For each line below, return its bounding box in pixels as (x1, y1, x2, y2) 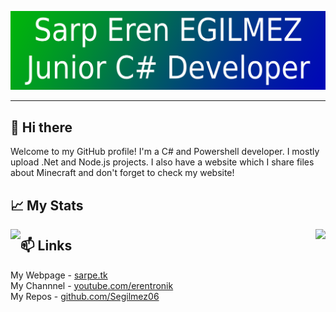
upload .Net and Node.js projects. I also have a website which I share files (10, 156, 315, 168)
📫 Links (20, 237, 73, 255)
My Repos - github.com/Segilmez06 (10, 290, 160, 302)
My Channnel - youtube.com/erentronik (10, 279, 174, 291)
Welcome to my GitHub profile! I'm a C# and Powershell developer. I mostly (10, 146, 320, 158)
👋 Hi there (10, 119, 73, 136)
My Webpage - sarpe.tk (10, 269, 108, 281)
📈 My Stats (10, 197, 84, 214)
